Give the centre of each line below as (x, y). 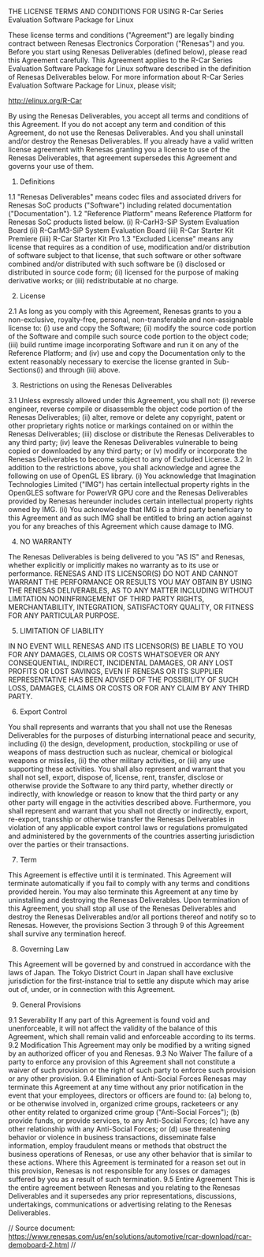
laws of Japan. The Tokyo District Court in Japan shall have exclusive (121, 973)
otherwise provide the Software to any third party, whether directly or (121, 786)
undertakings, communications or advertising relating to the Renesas (120, 1204)
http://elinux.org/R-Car (45, 101)
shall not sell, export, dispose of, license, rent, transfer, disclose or (116, 777)
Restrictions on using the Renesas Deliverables (96, 385)
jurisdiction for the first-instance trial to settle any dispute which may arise (129, 981)
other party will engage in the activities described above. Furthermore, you (130, 802)
